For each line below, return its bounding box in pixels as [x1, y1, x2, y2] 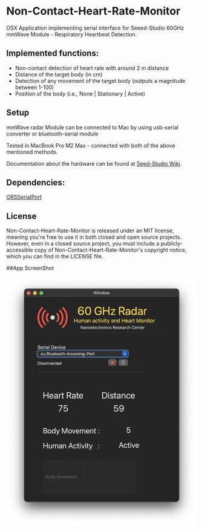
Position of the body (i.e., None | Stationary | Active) [15, 90, 146, 97]
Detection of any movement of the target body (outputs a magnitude [15, 77, 186, 84]
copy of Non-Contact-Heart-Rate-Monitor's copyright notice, [34, 246, 187, 254]
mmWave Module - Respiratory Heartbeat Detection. [6, 30, 137, 38]
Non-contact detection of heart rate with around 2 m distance [15, 64, 169, 71]
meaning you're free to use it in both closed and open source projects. [6, 234, 182, 241]
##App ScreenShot [6, 264, 54, 272]
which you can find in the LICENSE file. [6, 253, 104, 260]
